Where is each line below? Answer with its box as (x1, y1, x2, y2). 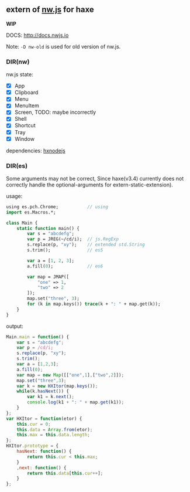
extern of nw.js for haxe (6, 5, 95, 15)
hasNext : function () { (16, 449, 72, 454)
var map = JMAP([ (27, 274, 69, 280)
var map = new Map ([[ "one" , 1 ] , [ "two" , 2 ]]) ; (16, 372, 125, 378)
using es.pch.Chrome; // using (6, 203, 109, 210)
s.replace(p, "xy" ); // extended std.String (27, 242, 145, 248)
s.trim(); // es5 (27, 247, 103, 253)
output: (6, 323, 23, 330)
